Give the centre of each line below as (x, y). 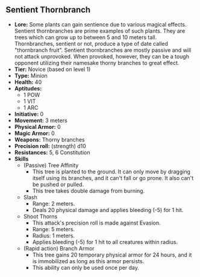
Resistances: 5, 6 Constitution (52, 152)
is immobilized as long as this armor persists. (88, 261)
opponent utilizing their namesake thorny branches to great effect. (97, 63)
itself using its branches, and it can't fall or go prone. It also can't (113, 178)
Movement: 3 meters (41, 120)
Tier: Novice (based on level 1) (52, 69)
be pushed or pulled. (58, 184)
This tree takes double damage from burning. (89, 191)
